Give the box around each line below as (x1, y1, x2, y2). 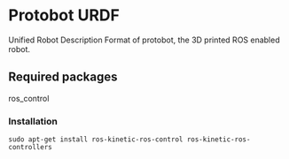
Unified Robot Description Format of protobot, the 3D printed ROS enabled (8, 34, 280, 45)
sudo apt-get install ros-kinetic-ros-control (8, 135, 184, 144)
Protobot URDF (8, 5, 121, 26)
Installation (8, 115, 59, 127)
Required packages (8, 70, 118, 85)
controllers (8, 143, 52, 152)
